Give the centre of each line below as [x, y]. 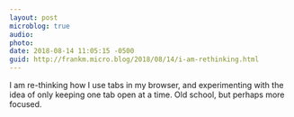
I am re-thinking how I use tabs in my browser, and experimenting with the [147, 85]
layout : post [34, 18]
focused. [26, 104]
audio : [22, 34]
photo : [22, 43]
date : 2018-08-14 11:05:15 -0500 [72, 51]
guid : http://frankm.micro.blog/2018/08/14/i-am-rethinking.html [134, 59]
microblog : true [40, 26]
